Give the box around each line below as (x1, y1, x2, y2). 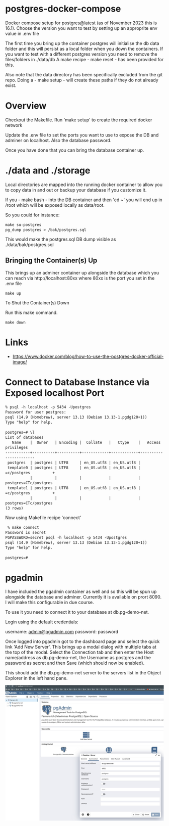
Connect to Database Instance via (5, 376, 150, 388)
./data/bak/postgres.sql (5, 241, 54, 248)
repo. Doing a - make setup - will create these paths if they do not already (5, 77, 158, 83)
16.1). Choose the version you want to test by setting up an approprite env (5, 25, 157, 31)
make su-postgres (5, 222, 42, 227)
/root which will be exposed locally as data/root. (5, 202, 105, 208)
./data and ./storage (5, 165, 91, 176)
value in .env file (5, 30, 39, 36)
